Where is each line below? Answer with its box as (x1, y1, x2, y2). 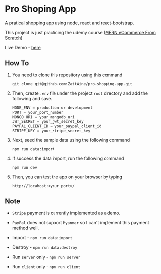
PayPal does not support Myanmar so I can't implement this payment (12, 219, 150, 225)
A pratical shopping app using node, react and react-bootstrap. (5, 20, 134, 26)
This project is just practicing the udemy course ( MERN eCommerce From (5, 29, 156, 35)
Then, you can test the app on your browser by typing (12, 174, 123, 180)
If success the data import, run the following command (12, 155, 124, 161)
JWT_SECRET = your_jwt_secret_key (12, 119, 84, 124)
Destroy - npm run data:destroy (12, 244, 78, 250)
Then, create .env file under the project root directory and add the (12, 90, 148, 96)
